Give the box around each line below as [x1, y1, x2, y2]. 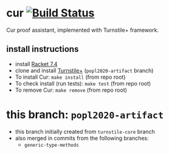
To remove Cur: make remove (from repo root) [15, 86, 128, 94]
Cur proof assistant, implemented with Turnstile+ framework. [6, 26, 159, 34]
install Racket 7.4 [15, 60, 58, 67]
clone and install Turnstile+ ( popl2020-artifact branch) [15, 67, 154, 74]
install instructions [6, 44, 79, 54]
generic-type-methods [24, 142, 79, 148]
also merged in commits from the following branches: [15, 134, 149, 142]
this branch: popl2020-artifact [6, 108, 164, 122]
